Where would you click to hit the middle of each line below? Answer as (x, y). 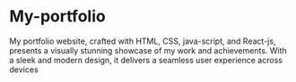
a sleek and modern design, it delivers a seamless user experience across (146, 60)
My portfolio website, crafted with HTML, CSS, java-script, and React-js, (143, 41)
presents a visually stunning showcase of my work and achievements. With (148, 50)
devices (24, 70)
